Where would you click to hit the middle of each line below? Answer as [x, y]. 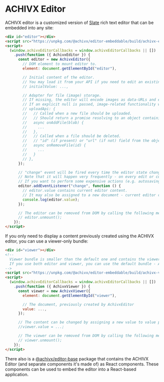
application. [17, 374]
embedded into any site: [29, 27]
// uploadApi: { [39, 109]
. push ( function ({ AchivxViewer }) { [52, 287]
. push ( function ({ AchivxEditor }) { [52, 55]
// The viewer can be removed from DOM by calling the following [86, 336]
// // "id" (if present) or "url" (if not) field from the [86, 141]
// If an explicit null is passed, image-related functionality [89, 104]
